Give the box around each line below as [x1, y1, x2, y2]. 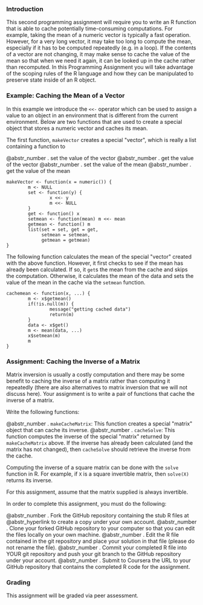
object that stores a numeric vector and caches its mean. [6, 125, 148, 132]
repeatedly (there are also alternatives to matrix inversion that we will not [6, 383, 188, 391]
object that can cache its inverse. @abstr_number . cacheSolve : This [6, 426, 175, 433]
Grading [6, 578, 31, 586]
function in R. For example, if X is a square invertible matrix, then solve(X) [6, 470, 189, 477]
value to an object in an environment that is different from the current [6, 111, 178, 119]
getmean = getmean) [41, 237, 91, 243]
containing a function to [6, 143, 65, 150]
